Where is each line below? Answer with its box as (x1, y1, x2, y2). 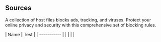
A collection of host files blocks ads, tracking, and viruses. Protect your (5, 17, 152, 22)
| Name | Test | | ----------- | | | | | (5, 31, 75, 37)
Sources (5, 4, 32, 12)
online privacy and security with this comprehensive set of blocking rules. (5, 22, 157, 28)
